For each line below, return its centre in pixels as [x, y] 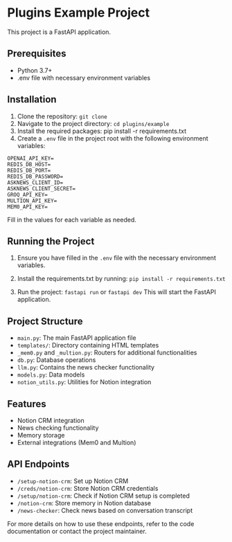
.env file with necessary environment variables [84, 78]
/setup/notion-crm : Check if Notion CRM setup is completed [104, 496]
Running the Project [51, 241]
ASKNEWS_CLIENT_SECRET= [42, 188]
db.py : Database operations [56, 360]
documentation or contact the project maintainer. [77, 531]
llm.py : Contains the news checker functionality [86, 368]
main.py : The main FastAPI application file [77, 338]
